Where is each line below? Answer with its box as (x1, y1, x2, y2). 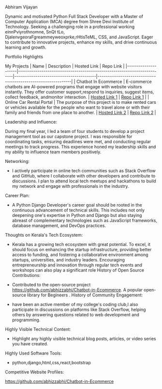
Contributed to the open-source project (12, 282, 91, 288)
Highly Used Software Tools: (5, 350, 62, 356)
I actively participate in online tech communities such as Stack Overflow (12, 168, 156, 174)
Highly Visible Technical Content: (5, 326, 71, 332)
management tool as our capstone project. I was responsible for (5, 133, 133, 139)
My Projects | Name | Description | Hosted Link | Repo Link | (5, 63, 125, 69)
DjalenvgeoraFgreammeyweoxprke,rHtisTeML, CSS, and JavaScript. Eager (5, 34, 153, 40)
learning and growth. (5, 45, 47, 50)
